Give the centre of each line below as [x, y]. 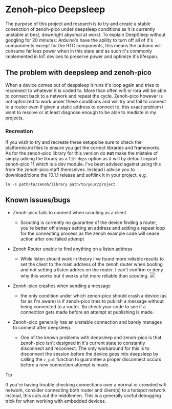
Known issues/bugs [38, 200]
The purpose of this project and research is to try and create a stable [78, 24]
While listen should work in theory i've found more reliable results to [92, 258]
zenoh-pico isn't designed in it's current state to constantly [83, 343]
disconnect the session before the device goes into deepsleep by [89, 354]
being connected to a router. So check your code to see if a [83, 306]
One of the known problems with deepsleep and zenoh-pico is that [91, 337]
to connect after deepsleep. [42, 327]
